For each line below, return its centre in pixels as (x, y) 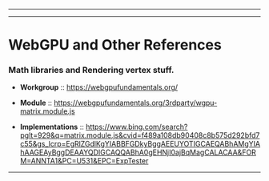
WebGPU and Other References (115, 45)
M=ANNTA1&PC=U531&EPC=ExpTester (84, 161)
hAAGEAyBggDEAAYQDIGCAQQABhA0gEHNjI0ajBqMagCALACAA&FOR (138, 152)
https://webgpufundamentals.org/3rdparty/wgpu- (136, 103)
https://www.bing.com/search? (137, 127)
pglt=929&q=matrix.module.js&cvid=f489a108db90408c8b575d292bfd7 (140, 135)
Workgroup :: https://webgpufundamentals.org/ (99, 87)
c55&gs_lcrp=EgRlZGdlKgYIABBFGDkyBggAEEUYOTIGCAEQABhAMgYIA (140, 144)
